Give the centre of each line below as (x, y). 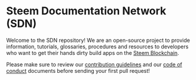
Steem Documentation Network (86, 11)
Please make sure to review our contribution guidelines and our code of (94, 64)
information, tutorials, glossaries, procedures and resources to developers (97, 47)
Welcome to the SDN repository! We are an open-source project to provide (98, 40)
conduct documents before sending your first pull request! (78, 70)
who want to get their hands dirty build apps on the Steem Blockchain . (93, 53)
